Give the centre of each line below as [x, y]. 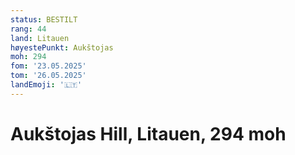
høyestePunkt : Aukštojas [62, 47]
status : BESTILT [44, 19]
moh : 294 [28, 57]
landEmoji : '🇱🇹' [46, 85]
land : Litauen [40, 38]
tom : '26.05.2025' [48, 76]
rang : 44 [28, 29]
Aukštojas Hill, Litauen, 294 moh [148, 133]
